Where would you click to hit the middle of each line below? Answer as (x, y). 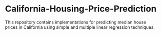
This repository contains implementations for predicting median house (76, 22)
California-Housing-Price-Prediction (81, 9)
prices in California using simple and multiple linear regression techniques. (80, 27)
